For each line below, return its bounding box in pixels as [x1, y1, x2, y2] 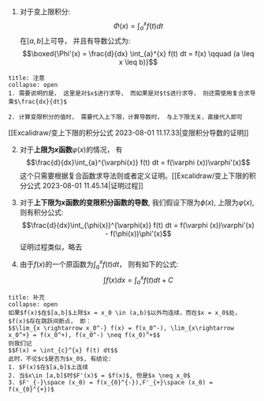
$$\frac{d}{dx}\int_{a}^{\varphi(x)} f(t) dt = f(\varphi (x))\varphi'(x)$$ [26, 157, 251, 168]
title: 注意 [8, 74, 45, 82]
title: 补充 [8, 293, 45, 302]
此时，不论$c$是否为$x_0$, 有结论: [8, 355, 112, 363]
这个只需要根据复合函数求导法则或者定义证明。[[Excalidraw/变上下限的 [19, 171, 250, 180]
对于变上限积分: [19, 7, 71, 16]
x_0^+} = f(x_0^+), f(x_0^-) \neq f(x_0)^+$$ [8, 331, 160, 339]
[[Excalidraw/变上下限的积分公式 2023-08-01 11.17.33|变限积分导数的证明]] [8, 128, 250, 138]
